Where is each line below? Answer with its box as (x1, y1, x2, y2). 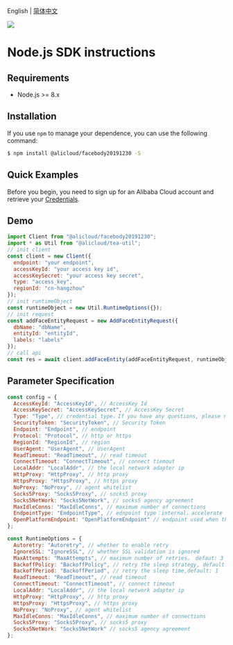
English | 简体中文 (7, 7, 58, 15)
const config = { (7, 394, 58, 401)
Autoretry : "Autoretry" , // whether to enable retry (13, 542, 169, 548)
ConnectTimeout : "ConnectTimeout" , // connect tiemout (13, 458, 175, 465)
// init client (7, 246, 51, 253)
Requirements (7, 72, 69, 84)
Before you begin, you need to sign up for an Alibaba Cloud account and (7, 187, 214, 196)
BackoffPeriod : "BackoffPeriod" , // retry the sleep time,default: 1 (13, 567, 218, 575)
